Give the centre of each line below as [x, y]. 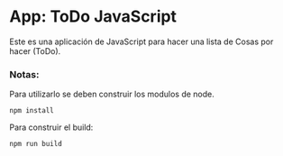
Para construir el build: [51, 127]
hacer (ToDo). [35, 50]
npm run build [36, 144]
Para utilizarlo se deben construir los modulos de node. [112, 94]
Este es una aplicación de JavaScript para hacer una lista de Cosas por [141, 41]
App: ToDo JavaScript [93, 17]
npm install [32, 111]
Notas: [24, 74]
